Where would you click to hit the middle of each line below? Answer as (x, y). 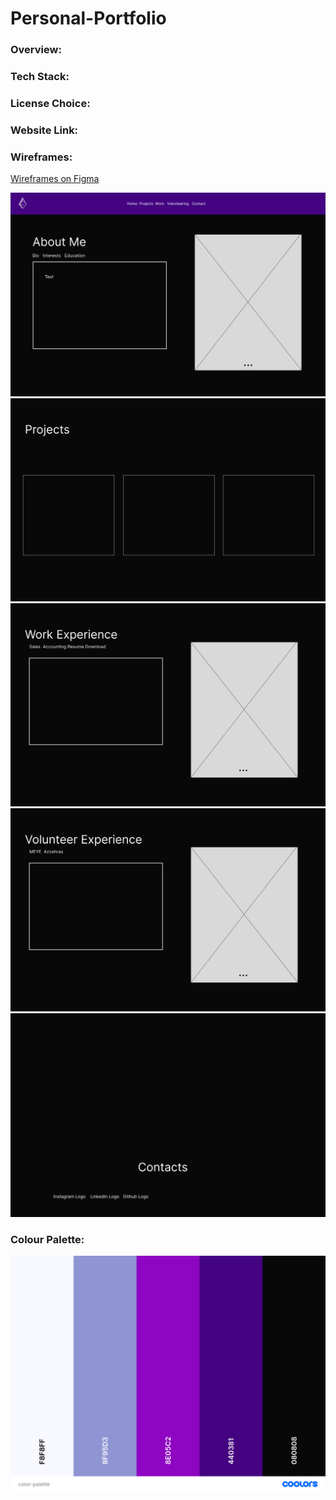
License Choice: (50, 103)
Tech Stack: (40, 77)
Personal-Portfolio (88, 18)
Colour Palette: (47, 1239)
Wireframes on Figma (55, 179)
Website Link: (44, 130)
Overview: (36, 50)
